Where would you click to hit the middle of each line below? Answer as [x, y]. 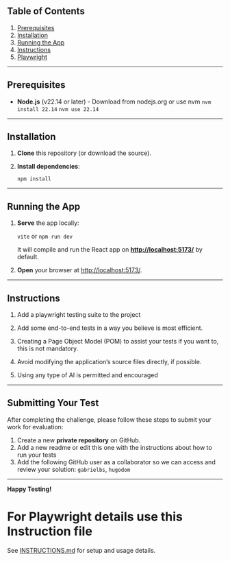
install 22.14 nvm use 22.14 [58, 109]
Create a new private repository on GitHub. [79, 440]
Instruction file [50, 532]
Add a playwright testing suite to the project [79, 315]
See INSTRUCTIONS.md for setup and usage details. [81, 550]
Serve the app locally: [48, 223]
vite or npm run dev [45, 237]
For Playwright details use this [95, 517]
